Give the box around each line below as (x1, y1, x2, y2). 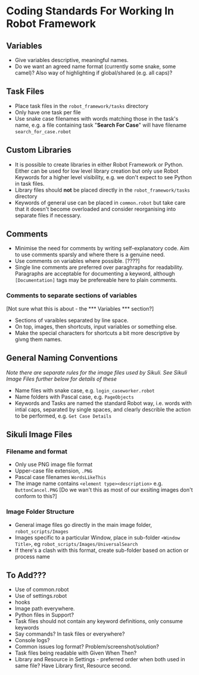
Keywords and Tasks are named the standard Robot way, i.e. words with (14, 399, 192, 407)
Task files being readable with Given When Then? (14, 649, 137, 656)
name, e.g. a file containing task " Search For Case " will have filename (14, 121, 186, 128)
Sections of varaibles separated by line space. (14, 317, 129, 324)
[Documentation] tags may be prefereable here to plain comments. (14, 277, 178, 284)
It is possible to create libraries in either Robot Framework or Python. (14, 161, 184, 168)
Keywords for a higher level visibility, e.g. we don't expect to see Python (14, 173, 192, 180)
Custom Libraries (6, 145, 71, 155)
